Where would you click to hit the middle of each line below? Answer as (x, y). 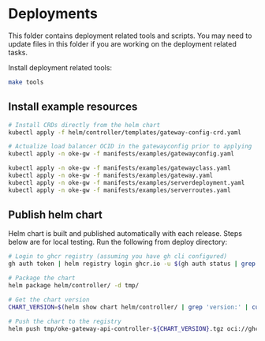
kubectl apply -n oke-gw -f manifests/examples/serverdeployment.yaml (127, 182)
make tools (26, 82)
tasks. (18, 52)
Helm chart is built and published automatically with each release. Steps (125, 234)
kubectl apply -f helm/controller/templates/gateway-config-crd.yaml (125, 132)
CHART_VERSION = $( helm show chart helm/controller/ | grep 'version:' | (128, 307)
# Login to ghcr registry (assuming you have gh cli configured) (118, 257)
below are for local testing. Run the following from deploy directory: (118, 242)
